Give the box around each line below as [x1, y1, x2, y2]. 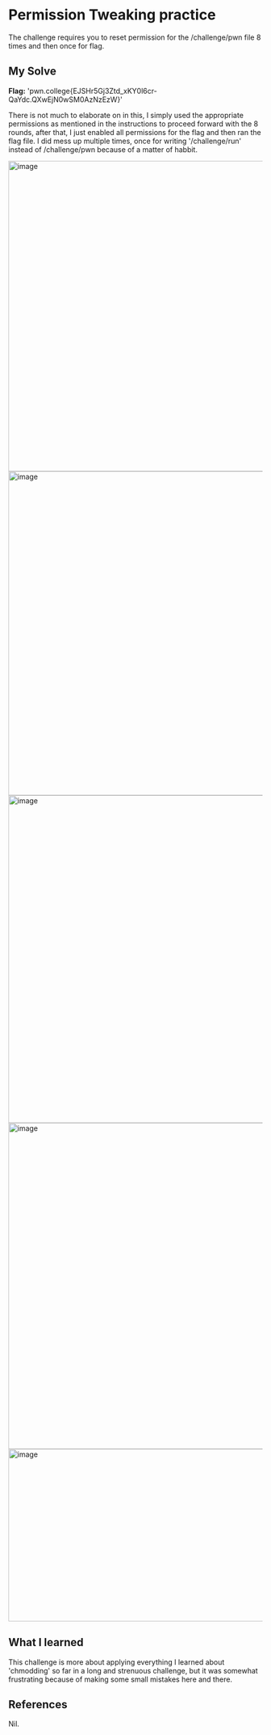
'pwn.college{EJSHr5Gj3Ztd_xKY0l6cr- [27, 86, 157, 95]
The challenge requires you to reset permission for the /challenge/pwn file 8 [8, 32, 261, 42]
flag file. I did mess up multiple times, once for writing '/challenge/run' [8, 136, 242, 146]
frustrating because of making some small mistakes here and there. [8, 1674, 232, 1684]
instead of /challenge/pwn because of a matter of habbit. [8, 144, 198, 154]
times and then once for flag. [8, 40, 105, 50]
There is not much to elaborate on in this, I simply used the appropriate [8, 110, 244, 120]
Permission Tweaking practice [8, 6, 216, 24]
